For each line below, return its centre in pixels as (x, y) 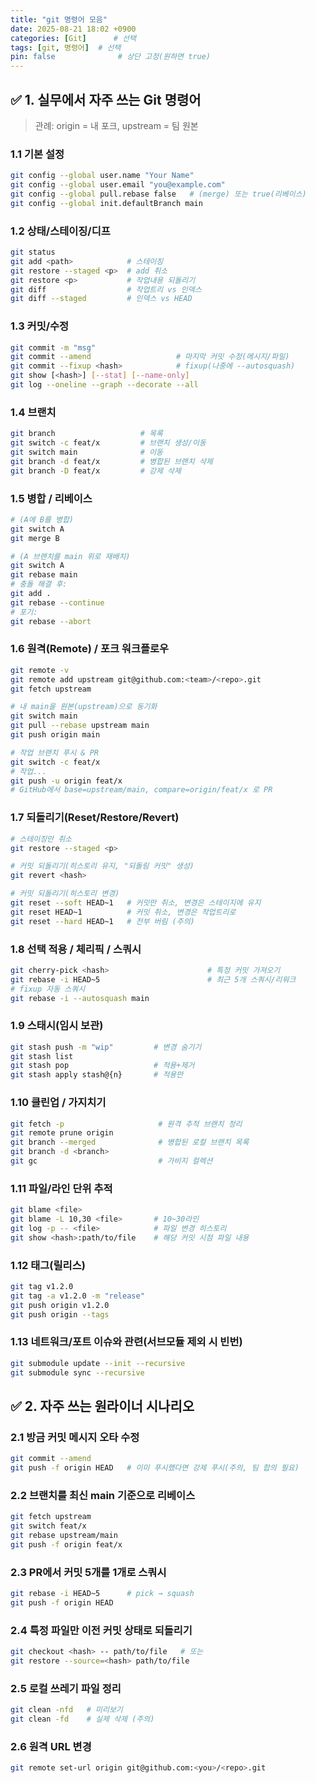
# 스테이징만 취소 (41, 839)
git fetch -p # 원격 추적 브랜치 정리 (126, 1124)
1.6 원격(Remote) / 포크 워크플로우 (90, 649)
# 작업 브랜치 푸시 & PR (55, 752)
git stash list (42, 1056)
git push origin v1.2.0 (60, 1305)
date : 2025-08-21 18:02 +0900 (73, 29)
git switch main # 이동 (86, 452)
